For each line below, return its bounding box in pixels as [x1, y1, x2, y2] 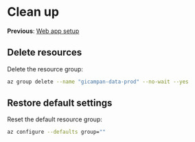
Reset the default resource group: [7, 115, 103, 123]
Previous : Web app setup [7, 27, 80, 35]
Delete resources [7, 47, 82, 58]
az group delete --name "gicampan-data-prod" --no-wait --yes [7, 78, 189, 85]
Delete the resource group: [7, 64, 84, 73]
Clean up [7, 4, 60, 20]
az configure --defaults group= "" [7, 128, 106, 136]
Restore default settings [7, 97, 113, 109]
